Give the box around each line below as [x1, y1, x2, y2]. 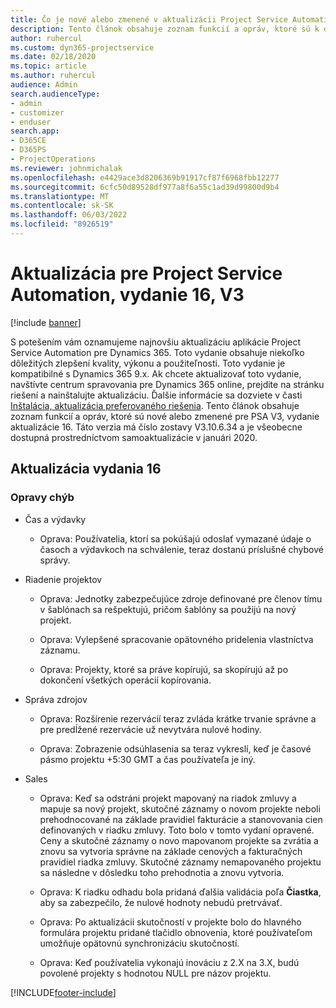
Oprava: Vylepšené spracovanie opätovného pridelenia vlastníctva [39, 633, 314, 645]
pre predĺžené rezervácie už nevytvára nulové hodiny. [39, 723, 262, 735]
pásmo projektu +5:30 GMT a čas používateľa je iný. [39, 753, 256, 765]
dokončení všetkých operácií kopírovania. [39, 674, 212, 686]
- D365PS [10, 145, 47, 155]
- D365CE [10, 136, 47, 146]
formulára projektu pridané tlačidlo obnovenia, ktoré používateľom [39, 926, 313, 938]
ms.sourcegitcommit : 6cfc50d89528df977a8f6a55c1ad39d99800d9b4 [10, 182, 280, 192]
